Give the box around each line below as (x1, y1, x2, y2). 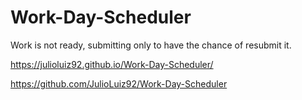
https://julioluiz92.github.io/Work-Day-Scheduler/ (10, 58, 214, 70)
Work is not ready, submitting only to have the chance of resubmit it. (10, 39, 292, 51)
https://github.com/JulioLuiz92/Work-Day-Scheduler (10, 77, 228, 90)
